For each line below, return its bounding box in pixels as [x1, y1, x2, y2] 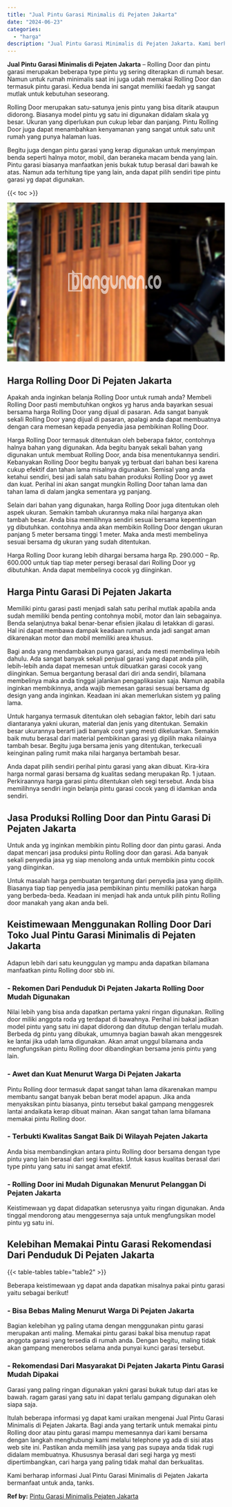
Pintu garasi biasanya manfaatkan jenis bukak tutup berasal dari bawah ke [7, 161, 218, 169]
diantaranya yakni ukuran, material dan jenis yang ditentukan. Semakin [7, 720, 209, 728]
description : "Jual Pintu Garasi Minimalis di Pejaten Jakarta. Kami [7, 40, 212, 48]
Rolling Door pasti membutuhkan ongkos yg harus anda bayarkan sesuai [7, 400, 213, 409]
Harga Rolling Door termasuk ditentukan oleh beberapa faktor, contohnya [7, 436, 215, 445]
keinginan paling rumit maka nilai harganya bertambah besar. [7, 749, 181, 758]
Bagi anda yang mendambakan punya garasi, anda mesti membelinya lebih [7, 648, 220, 656]
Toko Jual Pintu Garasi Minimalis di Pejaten [7, 929, 196, 941]
